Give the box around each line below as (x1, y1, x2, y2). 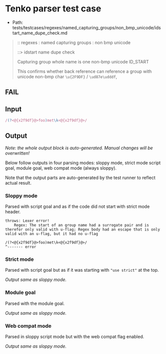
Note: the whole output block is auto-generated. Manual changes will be (5, 145, 153, 151)
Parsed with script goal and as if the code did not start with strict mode (5, 204, 150, 210)
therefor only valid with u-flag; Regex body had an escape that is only (5, 227, 161, 232)
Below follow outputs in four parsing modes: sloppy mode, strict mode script (5, 160, 161, 166)
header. (5, 209, 21, 215)
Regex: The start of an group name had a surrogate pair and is (14, 223, 149, 228)
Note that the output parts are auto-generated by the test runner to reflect (5, 175, 156, 180)
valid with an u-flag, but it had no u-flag (5, 232, 98, 236)
